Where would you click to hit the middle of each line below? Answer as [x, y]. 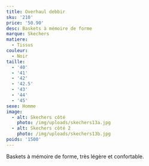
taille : [16, 62]
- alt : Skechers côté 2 [41, 128]
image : [14, 112]
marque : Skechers [28, 34]
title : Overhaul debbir [36, 12]
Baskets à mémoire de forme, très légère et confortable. [75, 156]
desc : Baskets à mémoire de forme [49, 28]
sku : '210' [20, 17]
